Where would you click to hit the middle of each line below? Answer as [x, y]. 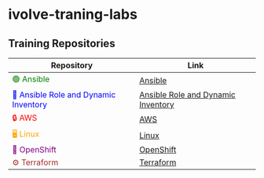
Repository [71, 65]
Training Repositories [62, 44]
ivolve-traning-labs [73, 15]
